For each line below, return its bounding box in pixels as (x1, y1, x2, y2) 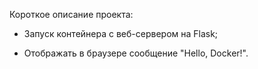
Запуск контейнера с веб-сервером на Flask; (23, 28, 219, 39)
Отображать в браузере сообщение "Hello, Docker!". (23, 47, 249, 59)
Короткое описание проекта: (9, 9, 134, 20)
